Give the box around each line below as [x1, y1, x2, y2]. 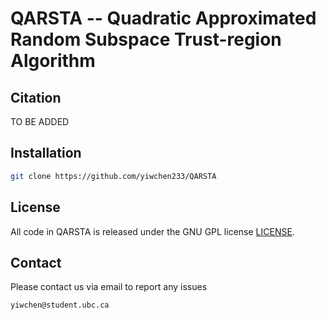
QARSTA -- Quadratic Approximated [10, 7, 317, 30]
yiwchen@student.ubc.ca [10, 300, 110, 311]
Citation [10, 89, 62, 106]
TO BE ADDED [10, 116, 70, 127]
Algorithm [10, 50, 96, 72]
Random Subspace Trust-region [10, 28, 282, 51]
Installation [10, 145, 82, 162]
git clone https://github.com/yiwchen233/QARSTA [10, 171, 217, 181]
